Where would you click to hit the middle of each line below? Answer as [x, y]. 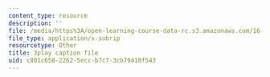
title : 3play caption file [53, 53]
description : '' [35, 23]
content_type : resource [48, 16]
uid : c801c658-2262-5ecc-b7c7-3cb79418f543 [82, 61]
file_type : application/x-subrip [64, 38]
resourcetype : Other [43, 46]
